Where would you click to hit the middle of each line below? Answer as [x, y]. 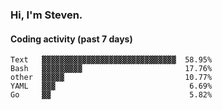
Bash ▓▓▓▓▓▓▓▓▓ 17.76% [111, 69]
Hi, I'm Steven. [46, 15]
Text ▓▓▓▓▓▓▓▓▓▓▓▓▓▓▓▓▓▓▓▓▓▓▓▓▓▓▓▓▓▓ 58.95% [111, 60]
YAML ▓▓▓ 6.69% [111, 86]
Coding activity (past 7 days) [71, 39]
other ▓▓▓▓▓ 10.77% [111, 78]
